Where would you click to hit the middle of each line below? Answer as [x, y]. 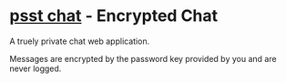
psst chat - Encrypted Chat [114, 16]
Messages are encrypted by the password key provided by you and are [143, 58]
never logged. [36, 68]
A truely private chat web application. [80, 41]
